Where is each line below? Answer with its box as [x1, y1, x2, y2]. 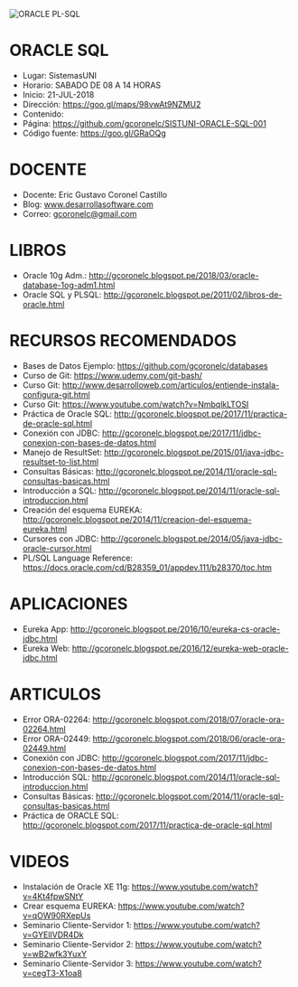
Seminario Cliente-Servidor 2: [22, 938, 134, 949]
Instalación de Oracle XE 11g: [22, 881, 130, 892]
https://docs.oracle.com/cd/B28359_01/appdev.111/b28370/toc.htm [22, 561, 273, 573]
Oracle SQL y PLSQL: [22, 289, 102, 300]
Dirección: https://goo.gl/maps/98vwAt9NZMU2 [22, 99, 201, 109]
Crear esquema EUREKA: [22, 900, 116, 911]
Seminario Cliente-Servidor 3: [22, 958, 134, 969]
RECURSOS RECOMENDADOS [9, 331, 237, 351]
